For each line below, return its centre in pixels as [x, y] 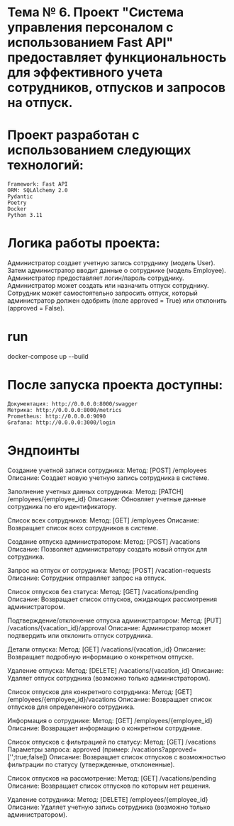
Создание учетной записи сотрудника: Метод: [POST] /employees [107, 470]
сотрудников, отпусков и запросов [116, 88]
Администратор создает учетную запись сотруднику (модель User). [111, 263]
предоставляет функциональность [117, 58]
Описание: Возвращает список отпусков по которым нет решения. [109, 786]
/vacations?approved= [164, 749]
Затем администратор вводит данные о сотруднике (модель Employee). [117, 271]
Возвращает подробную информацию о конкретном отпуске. [101, 657]
